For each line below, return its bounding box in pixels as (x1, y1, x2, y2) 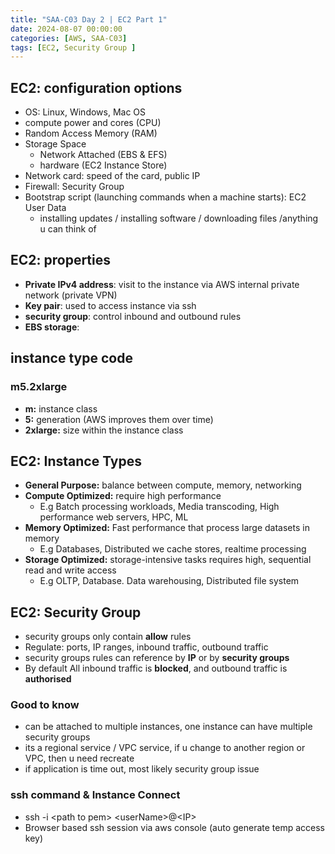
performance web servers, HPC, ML (39, 511, 189, 523)
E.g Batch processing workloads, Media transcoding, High (39, 501, 280, 513)
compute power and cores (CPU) (24, 117, 162, 129)
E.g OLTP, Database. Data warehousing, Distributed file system (39, 575, 300, 587)
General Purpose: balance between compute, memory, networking (24, 479, 302, 491)
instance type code (10, 350, 133, 367)
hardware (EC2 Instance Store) (39, 159, 168, 171)
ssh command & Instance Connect (10, 788, 181, 802)
